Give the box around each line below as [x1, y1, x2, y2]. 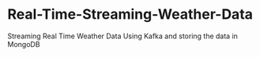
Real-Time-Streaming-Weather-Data [7, 5, 254, 23]
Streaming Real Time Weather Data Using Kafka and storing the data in [7, 31, 239, 41]
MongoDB [7, 39, 40, 48]
